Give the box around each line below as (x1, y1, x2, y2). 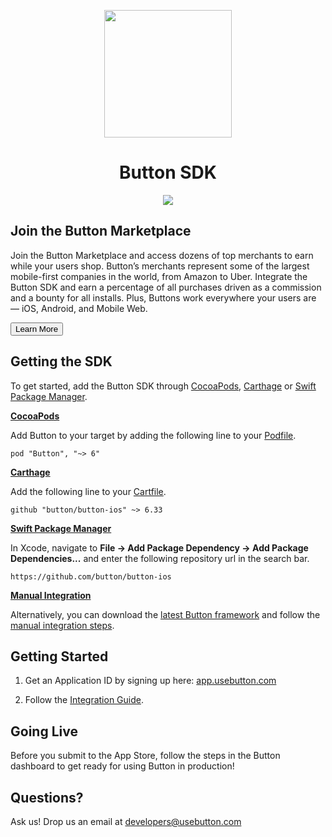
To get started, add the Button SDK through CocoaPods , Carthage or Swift (10, 380, 317, 392)
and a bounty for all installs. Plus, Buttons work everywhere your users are (10, 291, 317, 304)
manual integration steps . (10, 619, 115, 631)
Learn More (15, 323, 59, 334)
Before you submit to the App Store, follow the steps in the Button (10, 750, 281, 762)
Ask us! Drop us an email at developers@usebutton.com (10, 816, 242, 827)
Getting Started (10, 648, 109, 665)
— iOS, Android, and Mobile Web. (10, 302, 148, 314)
